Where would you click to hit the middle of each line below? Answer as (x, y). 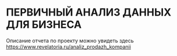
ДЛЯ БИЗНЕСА (44, 25)
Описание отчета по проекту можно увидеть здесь (70, 40)
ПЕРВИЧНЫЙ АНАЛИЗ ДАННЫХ (89, 12)
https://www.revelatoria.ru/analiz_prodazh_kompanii (68, 47)
